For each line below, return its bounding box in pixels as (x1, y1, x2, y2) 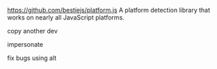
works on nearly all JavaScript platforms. (7, 13, 125, 22)
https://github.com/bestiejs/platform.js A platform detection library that (7, 6, 211, 14)
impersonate (7, 40, 44, 48)
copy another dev (7, 27, 58, 35)
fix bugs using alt (7, 54, 57, 62)
